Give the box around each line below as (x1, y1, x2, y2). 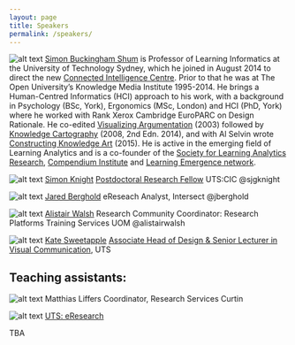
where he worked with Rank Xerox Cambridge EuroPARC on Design (9, 110, 254, 120)
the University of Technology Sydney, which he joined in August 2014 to (9, 63, 271, 73)
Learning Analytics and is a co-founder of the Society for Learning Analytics (9, 148, 287, 158)
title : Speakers (9, 21, 69, 30)
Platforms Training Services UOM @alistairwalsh (9, 218, 185, 228)
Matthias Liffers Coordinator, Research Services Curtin (44, 294, 244, 304)
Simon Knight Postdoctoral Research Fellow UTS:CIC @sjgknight (44, 174, 281, 185)
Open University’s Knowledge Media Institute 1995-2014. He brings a (9, 81, 260, 93)
